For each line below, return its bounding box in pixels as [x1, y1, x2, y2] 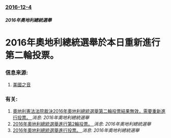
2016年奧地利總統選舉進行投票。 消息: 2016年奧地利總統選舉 [12, 127, 140, 133]
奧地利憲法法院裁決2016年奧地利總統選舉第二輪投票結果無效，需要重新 [12, 108, 161, 114]
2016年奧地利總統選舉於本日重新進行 [5, 37, 160, 48]
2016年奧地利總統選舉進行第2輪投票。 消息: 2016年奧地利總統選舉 [12, 121, 151, 127]
